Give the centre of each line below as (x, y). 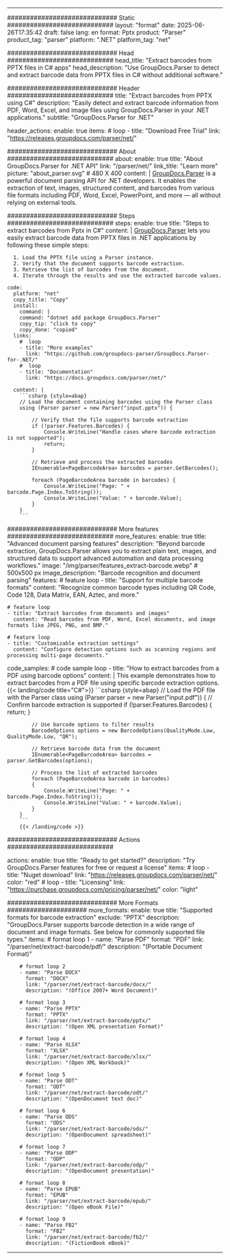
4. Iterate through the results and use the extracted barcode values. (118, 276)
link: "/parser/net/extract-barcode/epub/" (88, 1201)
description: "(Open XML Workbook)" (77, 1063)
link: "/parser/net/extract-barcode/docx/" (88, 984)
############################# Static (71, 18)
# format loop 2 (43, 966)
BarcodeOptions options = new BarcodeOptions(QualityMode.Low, (124, 731)
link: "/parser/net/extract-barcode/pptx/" (88, 1021)
